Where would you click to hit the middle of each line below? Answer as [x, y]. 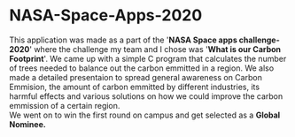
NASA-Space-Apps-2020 [106, 15]
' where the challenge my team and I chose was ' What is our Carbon [155, 49]
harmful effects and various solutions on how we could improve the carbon [146, 96]
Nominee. [27, 124]
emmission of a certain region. [65, 105]
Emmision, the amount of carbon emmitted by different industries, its [134, 87]
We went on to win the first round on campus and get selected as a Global [145, 115]
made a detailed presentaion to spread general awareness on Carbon [136, 77]
